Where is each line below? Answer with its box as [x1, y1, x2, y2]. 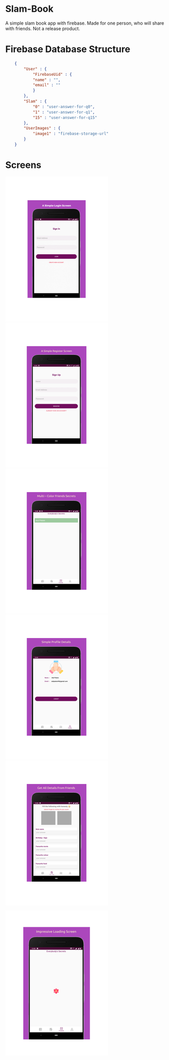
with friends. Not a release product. [5, 25, 80, 31]
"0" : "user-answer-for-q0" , [32, 104, 95, 109]
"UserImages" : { [24, 126, 60, 131]
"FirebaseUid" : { [32, 72, 72, 77]
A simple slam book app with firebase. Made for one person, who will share [5, 20, 164, 26]
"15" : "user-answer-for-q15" [32, 115, 97, 120]
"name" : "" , [32, 77, 60, 82]
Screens [5, 159, 41, 171]
